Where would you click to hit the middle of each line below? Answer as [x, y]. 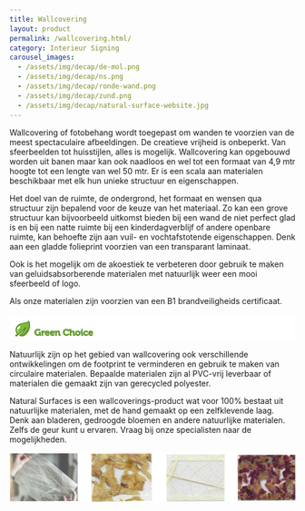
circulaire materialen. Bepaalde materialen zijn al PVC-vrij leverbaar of [141, 374]
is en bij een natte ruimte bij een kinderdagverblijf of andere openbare [140, 227]
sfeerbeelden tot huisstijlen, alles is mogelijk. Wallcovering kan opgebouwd [150, 152]
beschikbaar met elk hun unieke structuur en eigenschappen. [124, 181]
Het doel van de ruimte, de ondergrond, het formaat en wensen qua [136, 198]
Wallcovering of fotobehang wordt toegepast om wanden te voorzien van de [152, 133]
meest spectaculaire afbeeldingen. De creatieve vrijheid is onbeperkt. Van [148, 142]
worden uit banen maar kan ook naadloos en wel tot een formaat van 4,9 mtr [152, 161]
